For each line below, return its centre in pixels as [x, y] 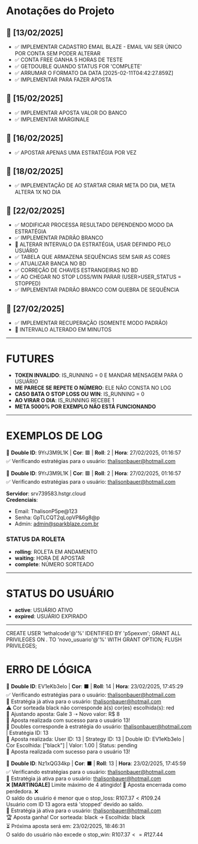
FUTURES [30, 359]
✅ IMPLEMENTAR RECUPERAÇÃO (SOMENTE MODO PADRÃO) [91, 323]
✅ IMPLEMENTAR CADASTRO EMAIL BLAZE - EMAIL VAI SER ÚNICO [98, 47]
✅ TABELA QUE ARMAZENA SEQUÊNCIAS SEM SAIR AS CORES [93, 257]
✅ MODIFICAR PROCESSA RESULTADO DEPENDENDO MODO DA [94, 225]
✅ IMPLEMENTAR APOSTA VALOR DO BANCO [71, 113]
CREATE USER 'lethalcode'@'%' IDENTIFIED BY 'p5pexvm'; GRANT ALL [93, 633]
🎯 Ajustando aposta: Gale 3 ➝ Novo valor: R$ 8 [63, 714]
